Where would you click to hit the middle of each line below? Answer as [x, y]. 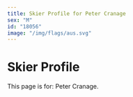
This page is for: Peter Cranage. [53, 87]
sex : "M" [20, 20]
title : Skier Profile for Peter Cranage [67, 14]
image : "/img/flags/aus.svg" [49, 33]
